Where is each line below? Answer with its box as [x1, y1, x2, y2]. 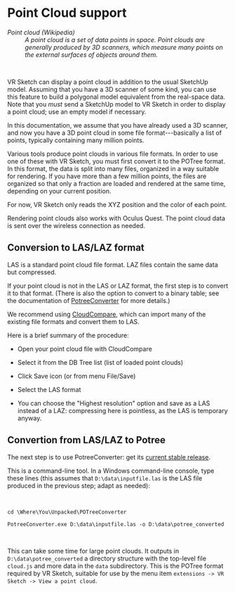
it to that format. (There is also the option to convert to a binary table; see [7, 289, 220, 297]
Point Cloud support [7, 5, 127, 21]
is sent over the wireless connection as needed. [7, 221, 146, 229]
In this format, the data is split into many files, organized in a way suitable [7, 164, 220, 173]
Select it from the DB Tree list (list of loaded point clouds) [17, 358, 184, 366]
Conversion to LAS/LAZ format [7, 242, 145, 254]
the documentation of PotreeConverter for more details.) [7, 296, 170, 304]
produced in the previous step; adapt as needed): [7, 481, 151, 490]
